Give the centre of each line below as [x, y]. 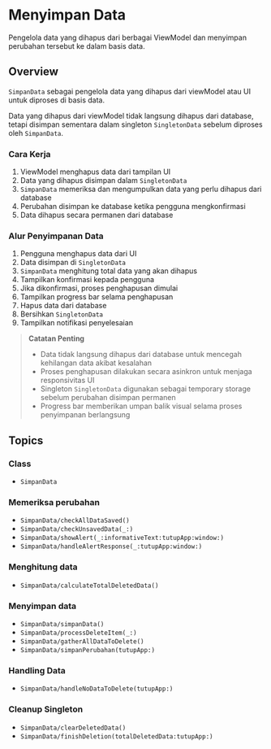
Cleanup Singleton [46, 709]
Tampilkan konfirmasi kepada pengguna [87, 280]
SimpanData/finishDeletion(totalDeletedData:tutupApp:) [116, 736]
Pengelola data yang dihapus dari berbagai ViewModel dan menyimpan [128, 37]
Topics [26, 440]
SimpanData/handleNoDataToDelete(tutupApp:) [97, 689]
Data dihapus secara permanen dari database [97, 215]
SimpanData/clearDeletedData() [73, 728]
